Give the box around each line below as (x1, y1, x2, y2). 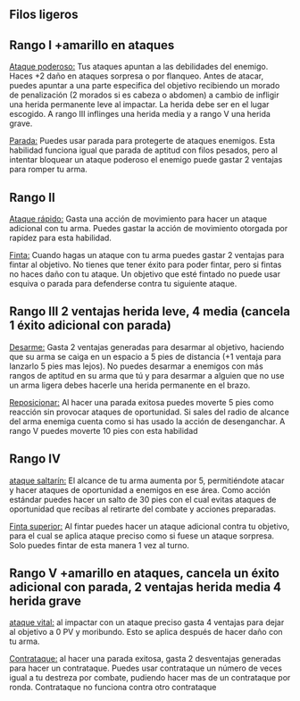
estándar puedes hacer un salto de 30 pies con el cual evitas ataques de (9, 494, 277, 505)
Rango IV (9, 451, 61, 467)
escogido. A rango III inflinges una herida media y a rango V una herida (9, 109, 271, 120)
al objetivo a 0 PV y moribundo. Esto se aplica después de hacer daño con (9, 627, 283, 638)
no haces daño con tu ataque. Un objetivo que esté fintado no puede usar (9, 269, 281, 280)
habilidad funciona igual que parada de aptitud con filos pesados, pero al (9, 145, 279, 155)
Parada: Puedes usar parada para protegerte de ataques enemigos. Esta (9, 136, 275, 146)
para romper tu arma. (9, 164, 87, 175)
